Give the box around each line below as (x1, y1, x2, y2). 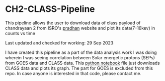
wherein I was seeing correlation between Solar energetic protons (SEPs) (5, 54, 155, 60)
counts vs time (5, 30, 36, 36)
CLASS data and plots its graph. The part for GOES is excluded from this (5, 65, 153, 71)
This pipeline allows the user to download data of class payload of (5, 20, 141, 26)
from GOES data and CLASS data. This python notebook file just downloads (5, 60, 160, 66)
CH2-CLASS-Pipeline (5, 3, 95, 15)
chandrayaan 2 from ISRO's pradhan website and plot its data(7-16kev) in (5, 25, 156, 31)
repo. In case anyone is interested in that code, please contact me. (5, 70, 142, 76)
